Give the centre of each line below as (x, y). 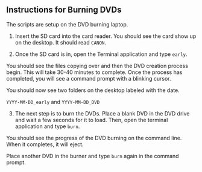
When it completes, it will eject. (45, 144)
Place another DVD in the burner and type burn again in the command (93, 156)
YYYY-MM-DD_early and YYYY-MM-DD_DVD (53, 102)
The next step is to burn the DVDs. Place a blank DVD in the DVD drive (102, 113)
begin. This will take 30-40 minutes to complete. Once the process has (94, 72)
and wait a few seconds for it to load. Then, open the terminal (91, 120)
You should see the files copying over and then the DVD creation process (97, 66)
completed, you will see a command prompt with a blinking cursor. (89, 78)
